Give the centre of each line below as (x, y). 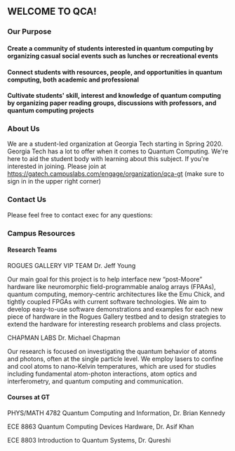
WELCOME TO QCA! (52, 12)
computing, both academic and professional (73, 80)
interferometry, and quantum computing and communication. (95, 381)
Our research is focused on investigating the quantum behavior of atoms (112, 351)
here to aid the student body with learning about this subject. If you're (108, 159)
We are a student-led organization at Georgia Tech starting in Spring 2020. (115, 144)
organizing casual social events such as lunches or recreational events (113, 56)
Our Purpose (29, 32)
